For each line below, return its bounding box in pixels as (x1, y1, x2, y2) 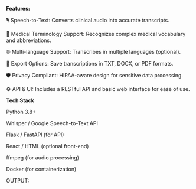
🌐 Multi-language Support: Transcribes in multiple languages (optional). (6, 48, 181, 55)
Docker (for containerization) (6, 165, 77, 172)
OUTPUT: (6, 177, 30, 184)
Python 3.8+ (6, 109, 37, 115)
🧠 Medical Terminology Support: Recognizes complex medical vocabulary (6, 31, 186, 37)
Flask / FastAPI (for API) (6, 131, 64, 138)
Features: (6, 5, 31, 12)
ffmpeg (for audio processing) (6, 154, 80, 161)
